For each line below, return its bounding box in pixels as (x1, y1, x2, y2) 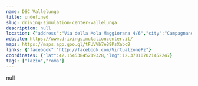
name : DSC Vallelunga (6, 8, 60, 15)
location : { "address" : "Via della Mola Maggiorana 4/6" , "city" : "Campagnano (6, 31, 194, 37)
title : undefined (6, 14, 49, 20)
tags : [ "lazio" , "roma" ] (6, 58, 65, 64)
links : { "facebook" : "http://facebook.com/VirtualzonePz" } (6, 47, 151, 53)
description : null (6, 25, 51, 31)
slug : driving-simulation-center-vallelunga (6, 19, 117, 25)
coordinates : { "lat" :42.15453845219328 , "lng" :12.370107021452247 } (6, 52, 173, 58)
